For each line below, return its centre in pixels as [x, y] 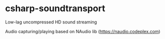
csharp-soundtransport [55, 9]
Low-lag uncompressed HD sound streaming [51, 22]
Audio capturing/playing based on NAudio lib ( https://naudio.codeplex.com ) [83, 31]
